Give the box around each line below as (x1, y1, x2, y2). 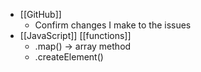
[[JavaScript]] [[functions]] (19, 30, 132, 41)
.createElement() (34, 51, 104, 63)
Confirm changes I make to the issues (34, 19, 192, 31)
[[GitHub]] (19, 9, 62, 20)
